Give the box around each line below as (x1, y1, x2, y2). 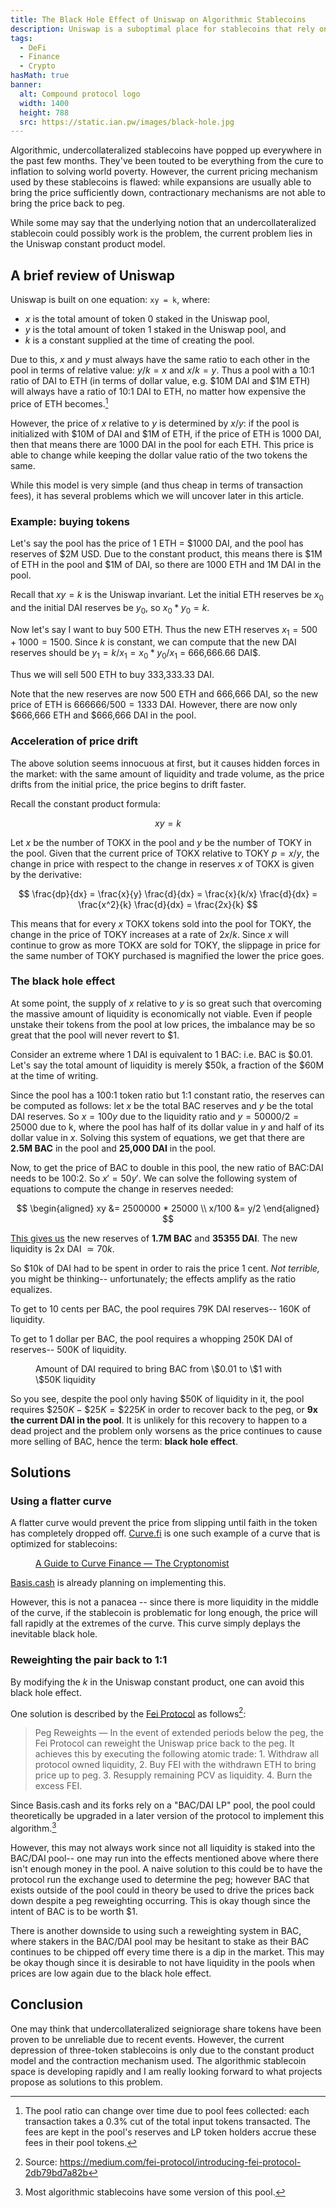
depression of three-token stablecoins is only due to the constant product (10, 2044, 315, 2056)
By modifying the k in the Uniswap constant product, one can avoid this (10, 1676, 305, 1688)
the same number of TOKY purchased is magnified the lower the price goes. (10, 949, 325, 961)
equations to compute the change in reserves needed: (10, 1182, 234, 1195)
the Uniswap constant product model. (10, 238, 166, 250)
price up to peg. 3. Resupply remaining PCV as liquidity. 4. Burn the (34, 1769, 313, 1781)
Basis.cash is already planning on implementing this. (10, 1577, 227, 1589)
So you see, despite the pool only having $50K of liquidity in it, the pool (10, 1392, 305, 1405)
